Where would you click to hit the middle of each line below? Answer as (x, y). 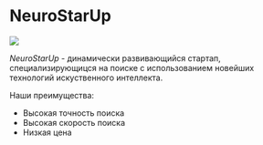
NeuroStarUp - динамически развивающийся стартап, (115, 58)
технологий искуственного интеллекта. (86, 78)
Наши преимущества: (52, 95)
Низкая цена (47, 132)
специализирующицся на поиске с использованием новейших (132, 67)
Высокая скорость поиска (74, 122)
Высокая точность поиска (74, 113)
